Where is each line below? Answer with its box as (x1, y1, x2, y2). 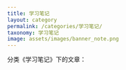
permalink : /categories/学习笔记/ (7, 23, 102, 30)
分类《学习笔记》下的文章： (7, 56, 87, 64)
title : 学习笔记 (7, 10, 50, 17)
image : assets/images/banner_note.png (7, 36, 119, 43)
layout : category (7, 16, 57, 23)
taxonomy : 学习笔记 (7, 29, 60, 36)
